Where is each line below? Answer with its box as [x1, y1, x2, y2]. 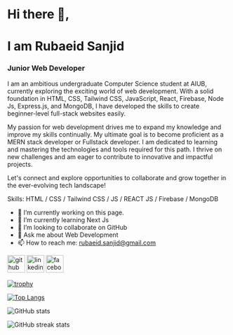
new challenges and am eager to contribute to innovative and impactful [7, 152, 213, 160]
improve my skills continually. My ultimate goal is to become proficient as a [7, 130, 224, 139]
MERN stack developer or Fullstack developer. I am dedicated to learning [7, 137, 218, 146]
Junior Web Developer [7, 63, 86, 73]
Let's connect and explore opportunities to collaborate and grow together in [7, 173, 227, 182]
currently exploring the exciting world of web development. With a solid [7, 87, 214, 95]
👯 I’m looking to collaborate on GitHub [17, 223, 128, 231]
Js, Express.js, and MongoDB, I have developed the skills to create [7, 102, 200, 110]
